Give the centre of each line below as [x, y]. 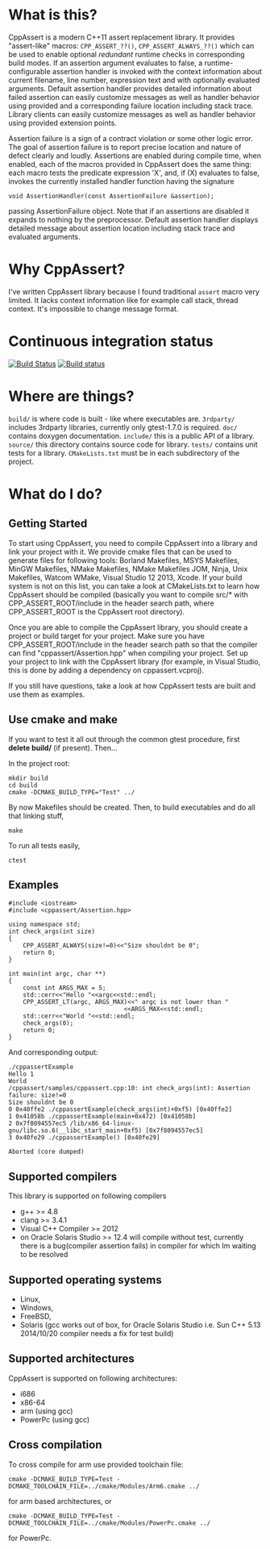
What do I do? [56, 494]
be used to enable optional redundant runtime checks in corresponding [127, 54]
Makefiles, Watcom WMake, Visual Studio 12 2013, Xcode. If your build [125, 577]
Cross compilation [55, 1445]
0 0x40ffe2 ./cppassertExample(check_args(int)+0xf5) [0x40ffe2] [120, 1110]
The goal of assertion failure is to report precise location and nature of [125, 147]
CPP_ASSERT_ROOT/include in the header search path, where [112, 603]
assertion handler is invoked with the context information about [157, 71]
